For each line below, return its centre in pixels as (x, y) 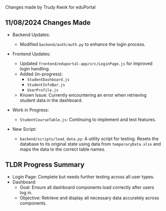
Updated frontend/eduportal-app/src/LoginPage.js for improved (86, 63)
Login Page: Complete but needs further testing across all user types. (83, 177)
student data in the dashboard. (51, 100)
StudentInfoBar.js (46, 85)
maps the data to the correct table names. (62, 149)
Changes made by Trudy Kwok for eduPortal (50, 7)
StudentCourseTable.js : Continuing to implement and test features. (88, 119)
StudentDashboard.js (48, 79)
